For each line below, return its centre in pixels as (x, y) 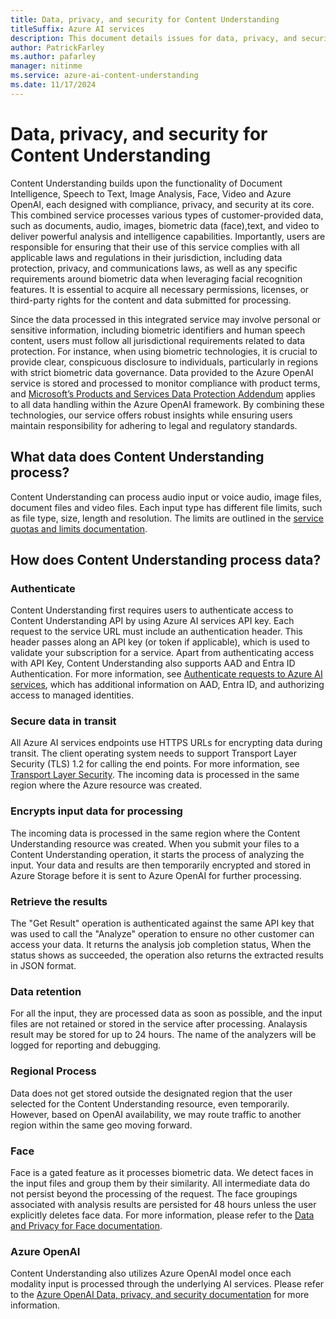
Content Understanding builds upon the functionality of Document (146, 183)
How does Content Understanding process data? (166, 559)
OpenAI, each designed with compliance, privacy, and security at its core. (162, 204)
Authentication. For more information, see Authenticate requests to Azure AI (166, 674)
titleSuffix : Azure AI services (77, 29)
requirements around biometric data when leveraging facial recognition (156, 278)
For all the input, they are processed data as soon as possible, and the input (166, 1013)
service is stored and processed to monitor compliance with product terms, (165, 383)
